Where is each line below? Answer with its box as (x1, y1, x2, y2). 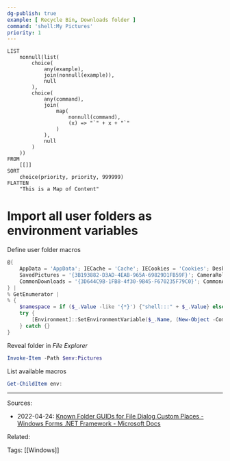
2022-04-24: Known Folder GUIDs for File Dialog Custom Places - (16, 412, 204, 421)
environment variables (7, 223, 138, 238)
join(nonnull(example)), (43, 72, 115, 79)
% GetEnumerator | (7, 290, 60, 298)
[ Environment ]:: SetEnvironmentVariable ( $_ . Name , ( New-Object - (31, 316, 216, 323)
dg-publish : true (7, 10, 57, 17)
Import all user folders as (7, 208, 153, 224)
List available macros (7, 367, 67, 375)
